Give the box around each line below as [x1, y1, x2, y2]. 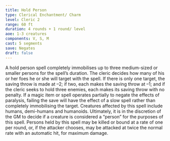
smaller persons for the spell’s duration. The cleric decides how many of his [5, 70, 165, 76]
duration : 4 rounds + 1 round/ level [5, 27, 86, 32]
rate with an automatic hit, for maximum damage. [5, 130, 109, 136]
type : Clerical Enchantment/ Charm [5, 12, 81, 17]
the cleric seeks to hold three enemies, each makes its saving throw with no [5, 86, 165, 92]
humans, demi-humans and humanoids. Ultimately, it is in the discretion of [5, 108, 162, 114]
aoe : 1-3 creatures [5, 31, 47, 36]
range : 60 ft [5, 22, 33, 27]
